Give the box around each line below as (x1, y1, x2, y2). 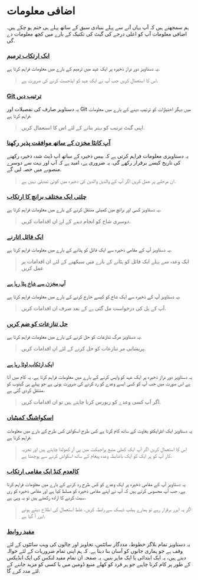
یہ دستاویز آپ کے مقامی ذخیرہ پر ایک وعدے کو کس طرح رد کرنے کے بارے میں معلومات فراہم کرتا (6, 480, 186, 487)
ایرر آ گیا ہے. (21, 512, 46, 519)
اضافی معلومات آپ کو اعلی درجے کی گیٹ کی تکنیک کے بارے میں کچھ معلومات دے (6, 30, 187, 37)
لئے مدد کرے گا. (6, 568, 41, 575)
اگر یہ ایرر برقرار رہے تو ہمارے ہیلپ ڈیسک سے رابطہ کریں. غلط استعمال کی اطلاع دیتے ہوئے (21, 506, 192, 513)
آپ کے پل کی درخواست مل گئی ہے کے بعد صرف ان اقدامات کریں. (21, 304, 167, 312)
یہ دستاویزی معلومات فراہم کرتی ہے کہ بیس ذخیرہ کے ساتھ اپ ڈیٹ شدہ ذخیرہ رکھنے (6, 152, 189, 159)
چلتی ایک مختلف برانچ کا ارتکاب (6, 192, 87, 201)
